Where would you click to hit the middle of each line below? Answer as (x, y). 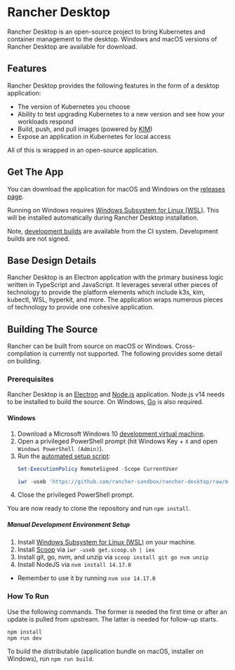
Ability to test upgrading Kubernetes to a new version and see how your (121, 114)
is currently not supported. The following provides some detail (132, 354)
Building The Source (53, 329)
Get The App (35, 172)
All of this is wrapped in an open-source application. (83, 150)
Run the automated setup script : (64, 456)
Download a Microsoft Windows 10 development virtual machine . (111, 434)
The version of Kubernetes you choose (74, 107)
